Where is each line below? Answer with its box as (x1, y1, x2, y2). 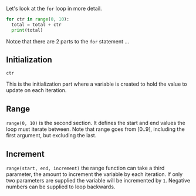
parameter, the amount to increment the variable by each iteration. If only (6, 171, 183, 178)
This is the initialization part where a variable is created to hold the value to (6, 80, 187, 87)
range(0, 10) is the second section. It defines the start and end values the (6, 120, 186, 127)
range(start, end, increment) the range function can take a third (6, 164, 165, 172)
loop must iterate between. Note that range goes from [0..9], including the (6, 126, 185, 133)
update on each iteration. (6, 87, 67, 94)
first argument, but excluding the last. (6, 132, 97, 139)
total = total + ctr (11, 22, 62, 28)
